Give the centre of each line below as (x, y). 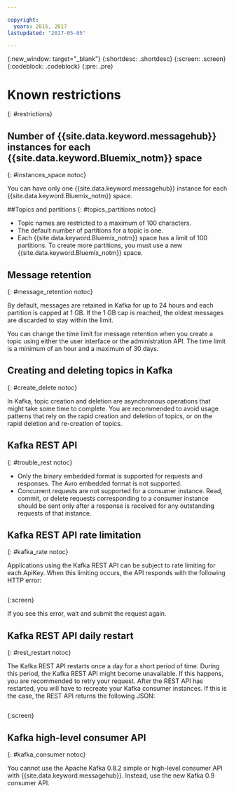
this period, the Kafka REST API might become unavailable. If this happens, (116, 674)
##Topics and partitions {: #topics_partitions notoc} (82, 209)
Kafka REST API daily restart (70, 636)
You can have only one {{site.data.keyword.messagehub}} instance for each (117, 188)
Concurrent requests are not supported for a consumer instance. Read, (120, 490)
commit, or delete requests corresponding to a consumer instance (113, 498)
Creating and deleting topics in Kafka (90, 371)
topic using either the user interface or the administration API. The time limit (117, 341)
